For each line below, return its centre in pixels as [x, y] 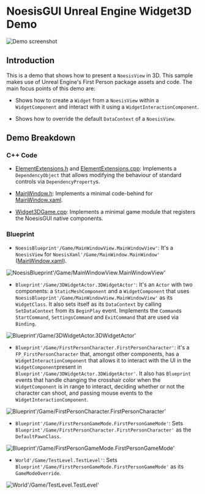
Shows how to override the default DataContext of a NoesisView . [95, 118]
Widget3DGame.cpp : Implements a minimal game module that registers [105, 212]
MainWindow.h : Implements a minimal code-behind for [84, 194]
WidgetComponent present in [48, 367]
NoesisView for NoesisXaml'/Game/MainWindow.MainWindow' [88, 254]
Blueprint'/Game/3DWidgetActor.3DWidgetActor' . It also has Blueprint [103, 373]
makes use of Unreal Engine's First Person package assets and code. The [99, 82]
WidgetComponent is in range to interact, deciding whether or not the [100, 386]
